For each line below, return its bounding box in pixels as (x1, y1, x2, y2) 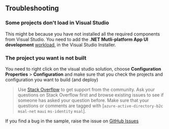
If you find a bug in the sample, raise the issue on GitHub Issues (5, 118, 139, 124)
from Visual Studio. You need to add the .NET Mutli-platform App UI (5, 36, 149, 42)
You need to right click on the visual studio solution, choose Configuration (5, 66, 161, 72)
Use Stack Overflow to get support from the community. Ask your (17, 86, 155, 92)
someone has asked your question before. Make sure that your (17, 97, 149, 103)
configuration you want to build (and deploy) (5, 76, 98, 83)
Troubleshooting (5, 4, 59, 13)
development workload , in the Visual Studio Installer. (5, 42, 116, 48)
